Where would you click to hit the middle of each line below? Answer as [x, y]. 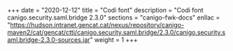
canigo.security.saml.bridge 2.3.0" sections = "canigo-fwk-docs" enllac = [114, 17]
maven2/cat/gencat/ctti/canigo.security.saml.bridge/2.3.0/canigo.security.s [116, 32]
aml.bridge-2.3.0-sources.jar [49, 40]
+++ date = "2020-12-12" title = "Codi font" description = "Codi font [106, 10]
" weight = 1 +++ [114, 40]
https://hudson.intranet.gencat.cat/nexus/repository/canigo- [97, 25]
